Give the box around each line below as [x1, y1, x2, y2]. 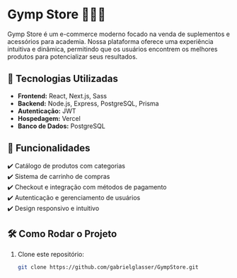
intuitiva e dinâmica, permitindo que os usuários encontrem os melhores [7, 45, 218, 53]
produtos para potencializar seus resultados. [7, 52, 138, 61]
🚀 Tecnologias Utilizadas [7, 73, 118, 85]
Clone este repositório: [17, 250, 85, 259]
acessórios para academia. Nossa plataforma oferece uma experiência [7, 37, 214, 45]
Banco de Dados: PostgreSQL [17, 122, 106, 130]
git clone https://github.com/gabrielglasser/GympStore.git [17, 264, 199, 271]
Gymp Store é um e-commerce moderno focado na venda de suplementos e [7, 30, 230, 38]
